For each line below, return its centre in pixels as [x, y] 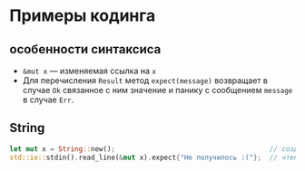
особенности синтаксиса [85, 49]
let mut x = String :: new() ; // [144, 149]
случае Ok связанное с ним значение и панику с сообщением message [157, 90]
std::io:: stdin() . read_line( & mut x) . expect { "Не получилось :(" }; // [144, 157]
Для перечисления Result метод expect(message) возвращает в [145, 81]
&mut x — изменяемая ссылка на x [89, 71]
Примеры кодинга [83, 16]
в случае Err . [48, 100]
